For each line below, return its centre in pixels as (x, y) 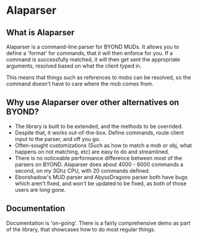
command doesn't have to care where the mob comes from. (80, 84)
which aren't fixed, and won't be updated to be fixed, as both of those (100, 183)
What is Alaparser (40, 33)
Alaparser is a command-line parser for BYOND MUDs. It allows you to (93, 47)
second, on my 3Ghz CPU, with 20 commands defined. (82, 170)
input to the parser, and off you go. (58, 139)
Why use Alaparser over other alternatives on (93, 102)
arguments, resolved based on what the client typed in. (74, 66)
